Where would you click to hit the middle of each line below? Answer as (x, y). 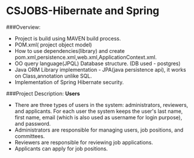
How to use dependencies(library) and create (70, 51)
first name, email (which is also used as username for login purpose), (98, 117)
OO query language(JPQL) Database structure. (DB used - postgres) (98, 63)
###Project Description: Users (43, 93)
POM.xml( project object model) (53, 45)
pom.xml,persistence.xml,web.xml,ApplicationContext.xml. (86, 57)
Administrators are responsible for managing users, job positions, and (99, 130)
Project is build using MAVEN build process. (68, 38)
